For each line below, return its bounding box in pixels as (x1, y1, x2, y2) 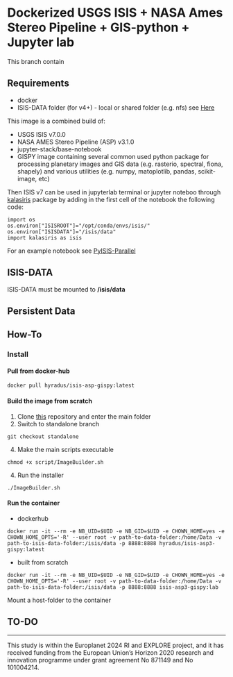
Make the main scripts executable (17, 445, 114, 453)
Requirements (7, 78, 69, 90)
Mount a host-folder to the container (7, 596, 112, 604)
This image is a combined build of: (7, 117, 106, 125)
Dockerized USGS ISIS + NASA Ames (7, 5, 223, 21)
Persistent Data (7, 305, 76, 317)
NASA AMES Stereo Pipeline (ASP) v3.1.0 (17, 137, 135, 146)
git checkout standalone (7, 433, 79, 440)
